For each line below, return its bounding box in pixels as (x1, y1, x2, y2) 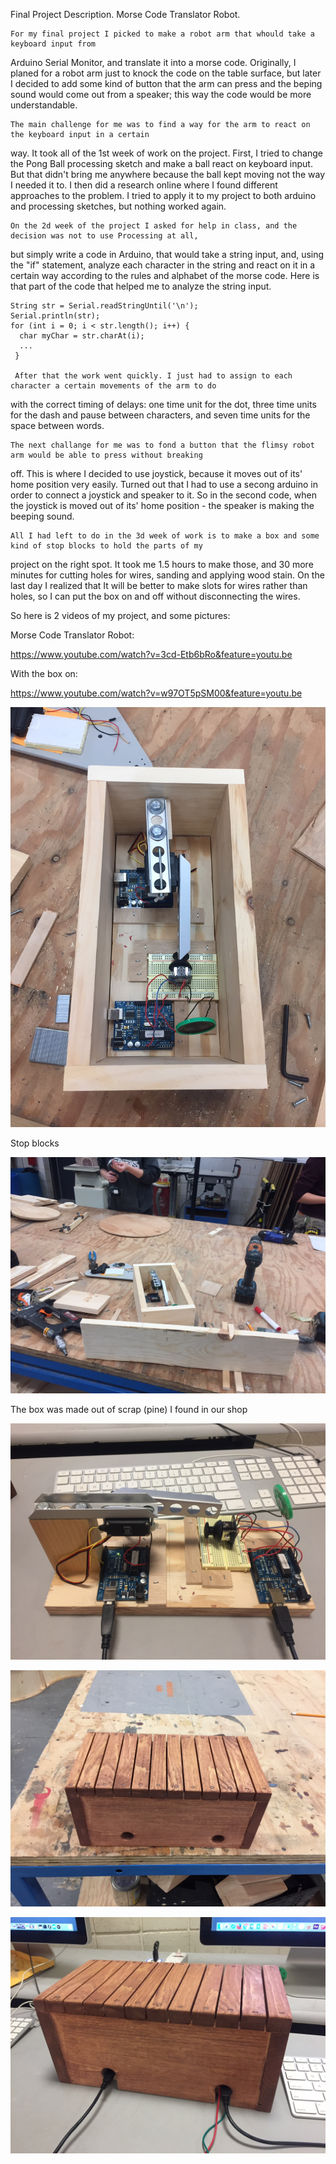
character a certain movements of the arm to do (10, 381, 217, 391)
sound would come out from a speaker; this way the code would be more (10, 89, 312, 100)
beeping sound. (10, 510, 75, 522)
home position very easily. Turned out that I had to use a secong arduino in (10, 479, 319, 490)
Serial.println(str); (10, 311, 101, 321)
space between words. (10, 420, 105, 431)
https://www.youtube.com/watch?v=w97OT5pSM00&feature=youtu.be (10, 687, 303, 699)
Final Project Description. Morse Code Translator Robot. (10, 9, 241, 20)
